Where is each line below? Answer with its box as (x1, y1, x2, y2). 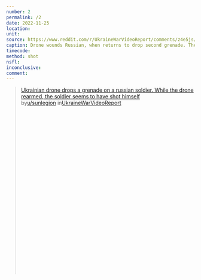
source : (6, 37, 26, 43)
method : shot (6, 53, 39, 59)
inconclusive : (6, 64, 42, 71)
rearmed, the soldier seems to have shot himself (20, 93, 141, 100)
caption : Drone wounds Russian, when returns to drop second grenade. (6, 43, 186, 49)
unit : (6, 31, 20, 37)
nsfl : (6, 59, 20, 65)
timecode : (6, 48, 31, 54)
